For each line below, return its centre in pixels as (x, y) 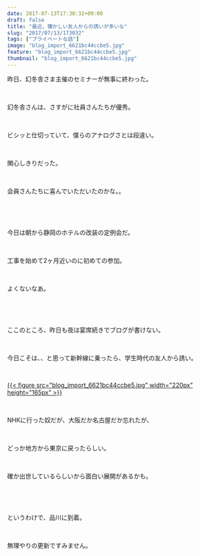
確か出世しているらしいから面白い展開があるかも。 (80, 476)
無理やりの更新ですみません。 (49, 545)
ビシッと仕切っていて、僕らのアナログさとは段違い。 (82, 135)
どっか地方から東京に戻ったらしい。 (59, 448)
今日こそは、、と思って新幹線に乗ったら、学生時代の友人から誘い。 (102, 358)
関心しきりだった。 (34, 163)
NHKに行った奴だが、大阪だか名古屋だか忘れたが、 (80, 420)
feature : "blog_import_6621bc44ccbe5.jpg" (69, 52)
